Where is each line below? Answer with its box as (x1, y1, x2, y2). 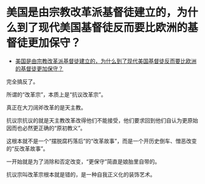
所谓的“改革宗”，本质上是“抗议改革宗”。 (6, 91, 106, 98)
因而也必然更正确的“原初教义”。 (6, 124, 86, 132)
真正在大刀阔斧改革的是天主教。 (6, 104, 86, 111)
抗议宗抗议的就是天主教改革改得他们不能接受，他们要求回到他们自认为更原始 (6, 116, 198, 124)
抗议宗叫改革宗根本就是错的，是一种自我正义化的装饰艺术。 (6, 171, 156, 178)
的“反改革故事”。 (6, 144, 49, 152)
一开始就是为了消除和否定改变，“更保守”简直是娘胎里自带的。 (6, 158, 161, 165)
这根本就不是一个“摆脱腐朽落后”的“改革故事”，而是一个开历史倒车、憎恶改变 (6, 137, 197, 144)
